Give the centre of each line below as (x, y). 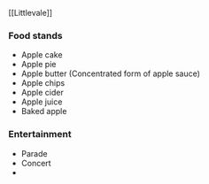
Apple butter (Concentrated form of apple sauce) (111, 73)
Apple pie (39, 65)
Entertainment (40, 134)
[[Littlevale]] (31, 13)
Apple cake (42, 55)
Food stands (35, 35)
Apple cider (42, 93)
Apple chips (43, 83)
